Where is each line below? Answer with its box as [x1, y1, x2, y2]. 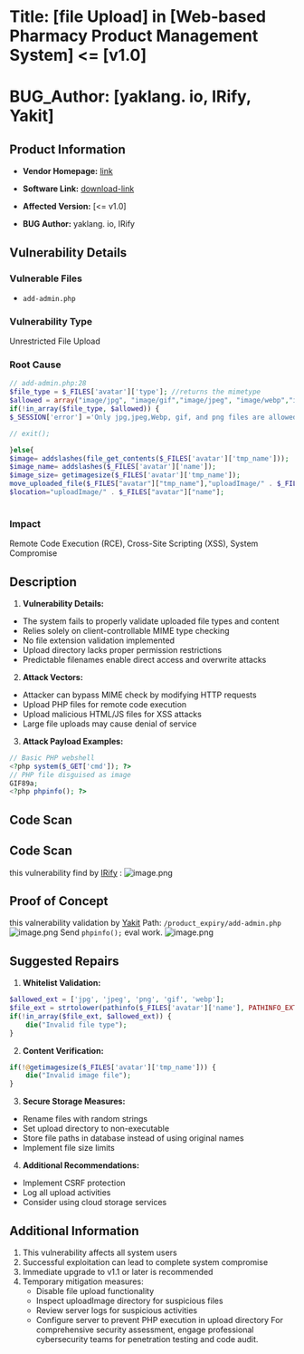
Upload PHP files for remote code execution [22, 698, 187, 709]
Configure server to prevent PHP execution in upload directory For [35, 1314, 283, 1325]
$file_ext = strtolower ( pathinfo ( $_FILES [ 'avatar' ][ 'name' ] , [9, 1004, 245, 1013]
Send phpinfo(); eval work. [60, 927, 163, 938]
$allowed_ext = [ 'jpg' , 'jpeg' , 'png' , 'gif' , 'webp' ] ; [9, 995, 224, 1004]
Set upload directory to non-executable [22, 1123, 170, 1135]
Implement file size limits [22, 1143, 115, 1154]
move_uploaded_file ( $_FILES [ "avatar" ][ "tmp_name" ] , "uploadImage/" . [9, 479, 273, 489]
